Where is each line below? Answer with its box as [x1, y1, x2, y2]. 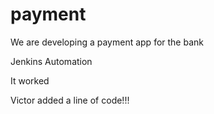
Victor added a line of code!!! [10, 94, 130, 106]
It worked [10, 74, 50, 87]
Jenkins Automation [10, 55, 93, 67]
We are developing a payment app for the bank [10, 36, 204, 48]
